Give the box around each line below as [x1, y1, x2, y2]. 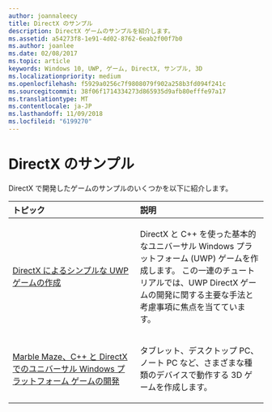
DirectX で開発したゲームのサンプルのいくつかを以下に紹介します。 [8, 183, 233, 193]
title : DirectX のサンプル [8, 19, 93, 28]
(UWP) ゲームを [189, 252, 251, 264]
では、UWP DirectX [164, 277, 239, 288]
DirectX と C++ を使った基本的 [140, 228, 257, 239]
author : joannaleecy [8, 11, 79, 20]
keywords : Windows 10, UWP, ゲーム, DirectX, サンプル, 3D [8, 65, 203, 73]
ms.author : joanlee [8, 42, 74, 50]
